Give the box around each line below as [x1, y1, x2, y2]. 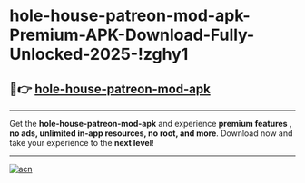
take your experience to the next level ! [9, 138, 154, 148]
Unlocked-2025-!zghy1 [9, 44, 189, 64]
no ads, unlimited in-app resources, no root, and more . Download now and [9, 128, 293, 139]
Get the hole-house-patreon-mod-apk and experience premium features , [9, 119, 292, 129]
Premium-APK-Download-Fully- [9, 24, 255, 45]
